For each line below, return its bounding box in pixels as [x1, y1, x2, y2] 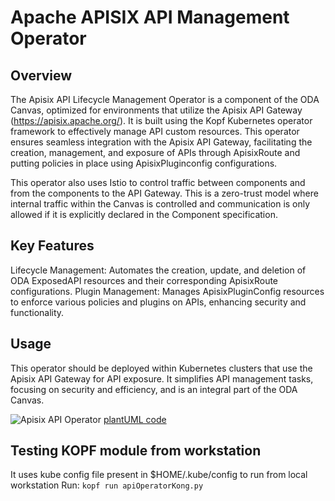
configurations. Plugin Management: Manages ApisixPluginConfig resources [10, 285, 325, 297]
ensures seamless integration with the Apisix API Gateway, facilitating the [10, 136, 313, 148]
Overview [10, 67, 73, 84]
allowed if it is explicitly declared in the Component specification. [10, 209, 278, 220]
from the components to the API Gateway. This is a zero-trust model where [10, 187, 319, 199]
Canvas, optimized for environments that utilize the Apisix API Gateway [10, 104, 303, 116]
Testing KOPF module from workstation [10, 442, 262, 460]
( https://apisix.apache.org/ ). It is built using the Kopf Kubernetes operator [10, 115, 313, 126]
